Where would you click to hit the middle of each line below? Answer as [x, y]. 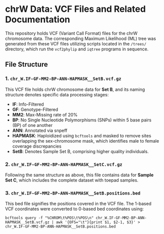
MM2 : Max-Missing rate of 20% [45, 115]
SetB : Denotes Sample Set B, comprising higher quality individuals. [81, 151]
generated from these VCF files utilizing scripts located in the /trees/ [76, 43]
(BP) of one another [32, 125]
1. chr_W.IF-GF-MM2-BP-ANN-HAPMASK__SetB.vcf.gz [63, 78]
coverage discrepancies [37, 146]
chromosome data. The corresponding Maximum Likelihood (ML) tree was [81, 39]
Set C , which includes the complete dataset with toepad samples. [72, 180]
